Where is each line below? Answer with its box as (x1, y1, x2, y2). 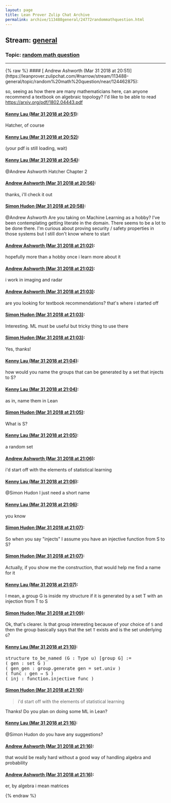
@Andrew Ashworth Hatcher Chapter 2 (5, 168, 88, 174)
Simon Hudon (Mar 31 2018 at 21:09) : (5, 610, 85, 616)
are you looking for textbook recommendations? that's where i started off (5, 300, 159, 306)
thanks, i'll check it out (5, 191, 52, 197)
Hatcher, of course (5, 122, 45, 128)
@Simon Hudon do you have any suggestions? (5, 731, 103, 737)
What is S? (5, 420, 28, 427)
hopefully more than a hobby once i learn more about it (5, 254, 121, 260)
